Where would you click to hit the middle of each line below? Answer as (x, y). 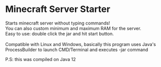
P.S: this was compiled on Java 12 (41, 59)
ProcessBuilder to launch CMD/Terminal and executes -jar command (77, 49)
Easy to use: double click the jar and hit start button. (59, 33)
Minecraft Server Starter (58, 9)
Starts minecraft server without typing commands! (58, 23)
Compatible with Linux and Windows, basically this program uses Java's (80, 44)
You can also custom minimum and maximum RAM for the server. (73, 28)
